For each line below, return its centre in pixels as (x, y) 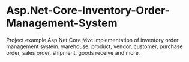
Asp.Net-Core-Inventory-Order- (88, 11)
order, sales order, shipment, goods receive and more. (73, 52)
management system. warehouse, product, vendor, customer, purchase (94, 46)
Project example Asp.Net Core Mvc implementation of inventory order (92, 40)
